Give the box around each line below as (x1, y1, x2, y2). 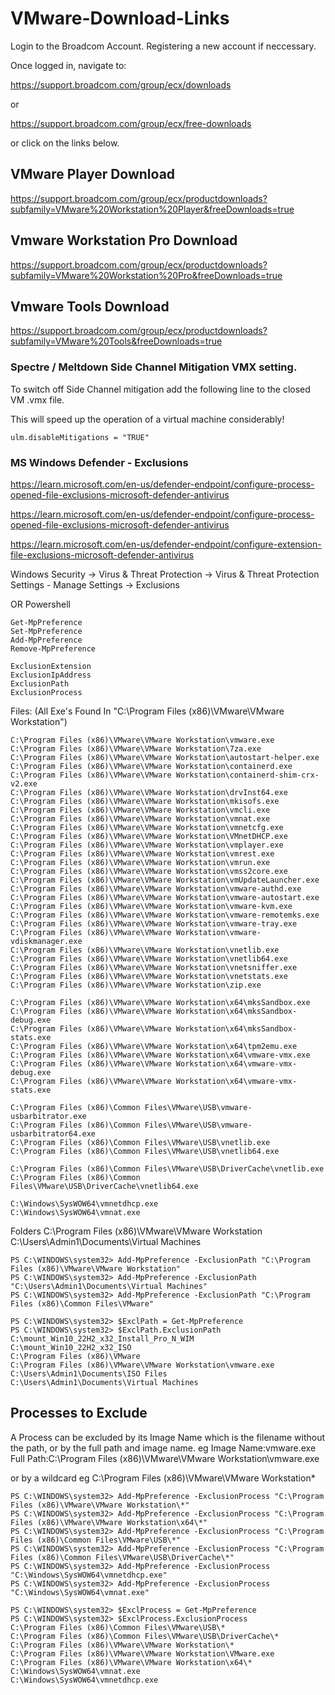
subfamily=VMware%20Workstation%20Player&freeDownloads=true (10, 203, 295, 215)
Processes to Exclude (10, 1405, 148, 1422)
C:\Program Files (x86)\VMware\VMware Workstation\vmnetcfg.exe (10, 822, 284, 832)
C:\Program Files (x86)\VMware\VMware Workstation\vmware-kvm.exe (10, 901, 293, 911)
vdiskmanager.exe (10, 936, 83, 946)
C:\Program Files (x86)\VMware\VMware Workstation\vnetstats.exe (10, 971, 288, 981)
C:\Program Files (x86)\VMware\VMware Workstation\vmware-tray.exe (10, 918, 298, 929)
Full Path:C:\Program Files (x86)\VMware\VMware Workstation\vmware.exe (10, 1452, 320, 1464)
